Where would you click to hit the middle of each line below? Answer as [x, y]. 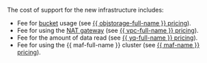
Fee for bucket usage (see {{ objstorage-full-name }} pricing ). [104, 23]
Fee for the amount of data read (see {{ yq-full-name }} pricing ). [107, 38]
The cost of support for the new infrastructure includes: [85, 10]
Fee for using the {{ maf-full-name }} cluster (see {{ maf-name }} [108, 45]
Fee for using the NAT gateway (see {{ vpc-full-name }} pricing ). [108, 30]
